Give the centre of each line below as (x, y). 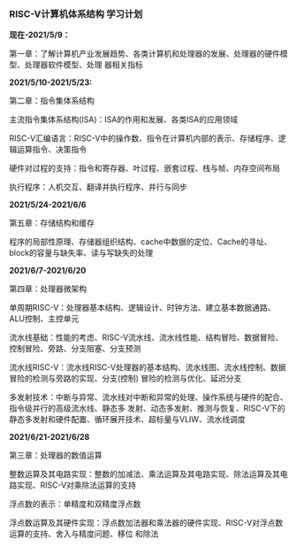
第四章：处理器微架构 (48, 289)
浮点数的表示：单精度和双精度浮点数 (75, 504)
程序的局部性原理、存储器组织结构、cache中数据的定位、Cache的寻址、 (141, 242)
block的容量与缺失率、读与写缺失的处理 (81, 253)
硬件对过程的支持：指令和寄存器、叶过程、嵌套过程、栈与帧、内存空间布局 (145, 168)
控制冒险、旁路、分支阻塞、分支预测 (75, 349)
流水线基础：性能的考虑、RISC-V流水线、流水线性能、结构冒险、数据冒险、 (146, 337)
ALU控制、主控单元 (44, 319)
